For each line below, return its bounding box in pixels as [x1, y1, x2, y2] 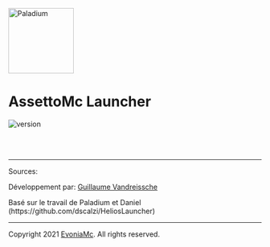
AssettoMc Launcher [8, 93, 151, 111]
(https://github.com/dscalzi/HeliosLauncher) [8, 206, 155, 216]
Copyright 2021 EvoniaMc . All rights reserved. [8, 229, 161, 239]
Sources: [8, 166, 39, 176]
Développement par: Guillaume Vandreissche [8, 182, 158, 191]
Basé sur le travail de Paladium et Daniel [8, 197, 141, 207]
